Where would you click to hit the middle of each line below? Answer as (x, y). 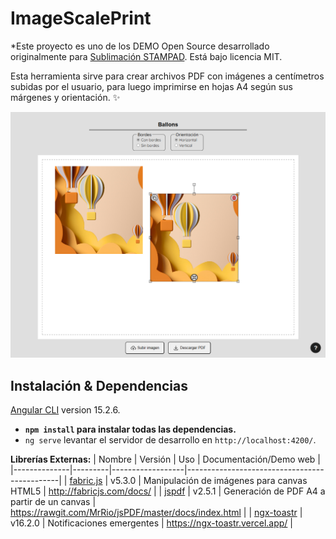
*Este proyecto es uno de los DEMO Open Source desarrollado (140, 46)
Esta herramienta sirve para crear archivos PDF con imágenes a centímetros (167, 76)
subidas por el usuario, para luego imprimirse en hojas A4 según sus (151, 86)
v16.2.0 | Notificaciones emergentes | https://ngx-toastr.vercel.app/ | (151, 523)
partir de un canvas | (53, 501)
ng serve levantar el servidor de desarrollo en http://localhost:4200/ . (170, 440)
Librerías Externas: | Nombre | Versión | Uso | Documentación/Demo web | (166, 459)
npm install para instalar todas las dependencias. (130, 429)
